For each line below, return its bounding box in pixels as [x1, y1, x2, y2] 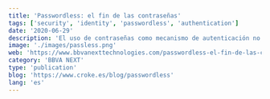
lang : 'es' [8, 78, 45, 86]
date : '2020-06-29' [8, 26, 74, 34]
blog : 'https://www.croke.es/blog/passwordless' [8, 71, 174, 79]
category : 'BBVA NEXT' [8, 57, 84, 65]
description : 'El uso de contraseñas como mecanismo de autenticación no [8, 34, 261, 42]
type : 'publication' [8, 64, 78, 72]
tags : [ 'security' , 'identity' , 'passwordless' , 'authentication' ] [8, 19, 239, 27]
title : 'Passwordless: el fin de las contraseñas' [8, 11, 182, 20]
